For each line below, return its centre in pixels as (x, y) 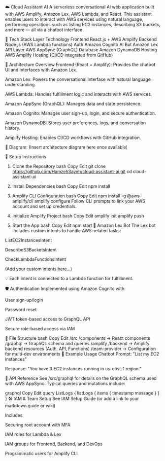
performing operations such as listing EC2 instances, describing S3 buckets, (83, 24)
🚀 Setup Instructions (26, 157)
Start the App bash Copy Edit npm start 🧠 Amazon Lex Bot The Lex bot (84, 225)
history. (13, 128)
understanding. (20, 85)
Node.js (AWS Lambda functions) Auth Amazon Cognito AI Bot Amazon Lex (82, 44)
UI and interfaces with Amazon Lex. (41, 70)
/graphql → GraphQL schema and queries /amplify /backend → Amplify (77, 343)
